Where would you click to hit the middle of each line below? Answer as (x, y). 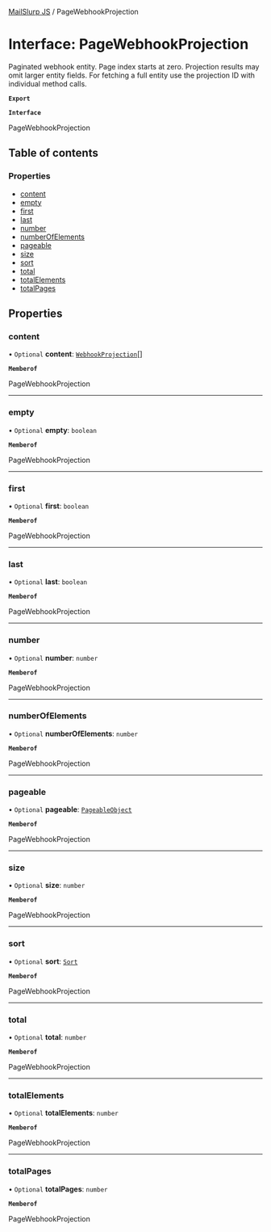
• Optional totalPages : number (58, 1189)
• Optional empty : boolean (52, 430)
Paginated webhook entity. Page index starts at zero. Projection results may (134, 66)
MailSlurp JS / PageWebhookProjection (73, 12)
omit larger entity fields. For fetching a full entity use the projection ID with (132, 75)
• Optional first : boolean (49, 506)
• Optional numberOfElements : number (73, 734)
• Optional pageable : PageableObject (70, 809)
